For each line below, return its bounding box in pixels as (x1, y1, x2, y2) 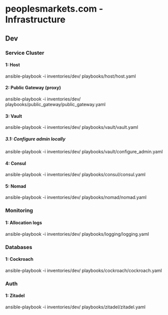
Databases (5, 243, 32, 251)
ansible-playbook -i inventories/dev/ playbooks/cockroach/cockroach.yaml (5, 267, 162, 273)
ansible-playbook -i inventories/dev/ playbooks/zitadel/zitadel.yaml (5, 304, 146, 310)
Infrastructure (5, 14, 66, 25)
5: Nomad (5, 183, 26, 189)
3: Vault (5, 113, 22, 119)
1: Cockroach (5, 256, 34, 262)
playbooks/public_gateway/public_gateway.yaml (5, 101, 106, 107)
